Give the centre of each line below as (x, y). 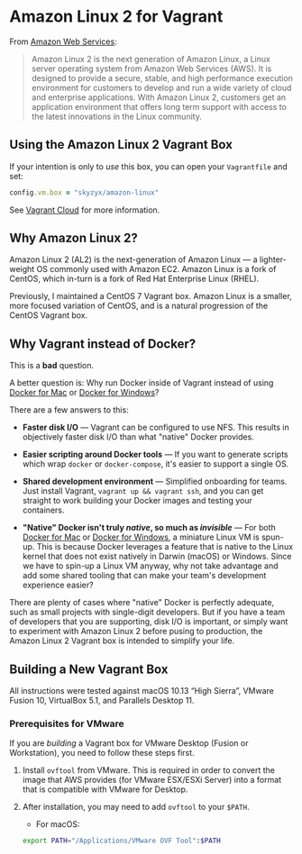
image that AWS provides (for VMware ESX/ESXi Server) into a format (152, 780)
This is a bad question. (52, 366)
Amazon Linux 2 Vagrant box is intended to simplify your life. (122, 640)
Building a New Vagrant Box (89, 669)
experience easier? (58, 585)
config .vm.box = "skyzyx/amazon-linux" (84, 192)
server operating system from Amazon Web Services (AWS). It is (151, 68)
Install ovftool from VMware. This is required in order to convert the (149, 770)
